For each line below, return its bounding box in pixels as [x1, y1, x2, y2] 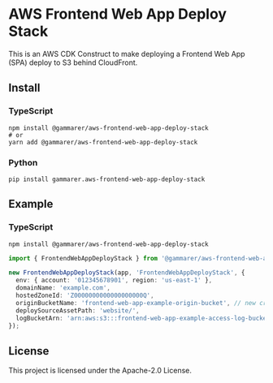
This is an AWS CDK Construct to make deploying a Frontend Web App [8, 49, 245, 58]
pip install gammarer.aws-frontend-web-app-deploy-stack [8, 175, 206, 183]
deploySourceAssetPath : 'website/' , [15, 306, 140, 315]
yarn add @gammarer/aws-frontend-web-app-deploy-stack [8, 138, 198, 146]
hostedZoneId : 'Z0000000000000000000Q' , [15, 291, 154, 300]
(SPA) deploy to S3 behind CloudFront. [8, 58, 138, 67]
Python [8, 157, 38, 168]
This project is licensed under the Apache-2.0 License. [8, 366, 193, 376]
